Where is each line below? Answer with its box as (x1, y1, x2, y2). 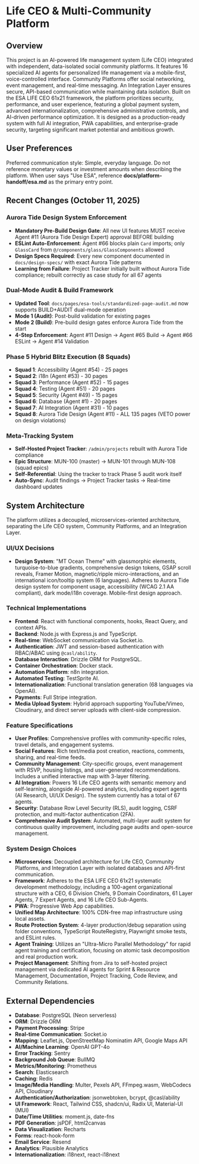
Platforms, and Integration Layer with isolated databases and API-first (14, 865, 185, 872)
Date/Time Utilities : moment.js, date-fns (14, 1113, 115, 1120)
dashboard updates (14, 483, 63, 490)
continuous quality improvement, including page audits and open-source (14, 824, 193, 831)
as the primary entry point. (48, 178, 113, 185)
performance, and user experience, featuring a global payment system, (6, 101, 181, 108)
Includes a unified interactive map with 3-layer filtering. (14, 773, 150, 780)
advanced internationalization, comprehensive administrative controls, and (6, 107, 189, 114)
